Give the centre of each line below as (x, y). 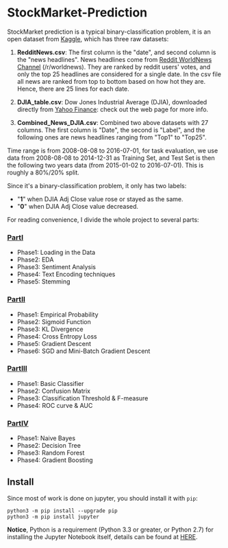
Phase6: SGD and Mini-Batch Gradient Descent (84, 351)
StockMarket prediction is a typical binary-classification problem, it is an (109, 32)
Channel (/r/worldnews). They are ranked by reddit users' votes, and (114, 67)
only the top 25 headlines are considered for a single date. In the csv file (119, 74)
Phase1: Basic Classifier (50, 383)
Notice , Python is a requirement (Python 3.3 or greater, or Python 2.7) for (110, 529)
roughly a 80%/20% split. (43, 172)
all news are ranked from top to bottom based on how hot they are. (111, 81)
